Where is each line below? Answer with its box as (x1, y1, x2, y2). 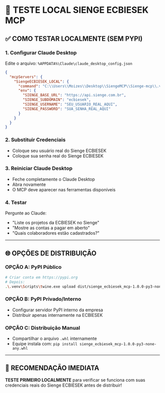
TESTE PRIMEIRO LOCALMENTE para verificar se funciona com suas (5, 377, 146, 383)
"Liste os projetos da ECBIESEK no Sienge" (12, 220, 100, 226)
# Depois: (5, 279, 26, 284)
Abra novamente (12, 181, 46, 187)
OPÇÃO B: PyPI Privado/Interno (5, 296, 82, 302)
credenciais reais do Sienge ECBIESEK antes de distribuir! (5, 382, 122, 388)
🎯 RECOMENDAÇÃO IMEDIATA (5, 364, 100, 372)
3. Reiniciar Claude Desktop (5, 165, 73, 172)
